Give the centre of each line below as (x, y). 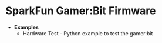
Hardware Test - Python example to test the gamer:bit (88, 33)
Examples (26, 27)
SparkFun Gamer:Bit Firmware (81, 11)
